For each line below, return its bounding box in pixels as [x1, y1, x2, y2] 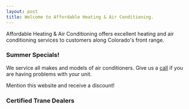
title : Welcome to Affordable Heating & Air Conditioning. [6, 14, 154, 20]
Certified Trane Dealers [6, 96, 75, 104]
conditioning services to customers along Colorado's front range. [6, 36, 165, 43]
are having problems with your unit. [6, 70, 92, 77]
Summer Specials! [6, 51, 60, 59]
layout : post [6, 8, 38, 15]
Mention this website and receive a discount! [6, 81, 115, 88]
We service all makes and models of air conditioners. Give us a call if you [6, 64, 184, 71]
